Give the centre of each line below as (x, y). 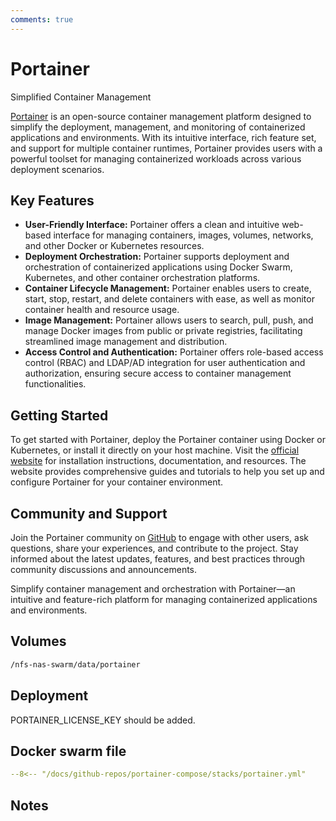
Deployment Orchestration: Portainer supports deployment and (157, 257)
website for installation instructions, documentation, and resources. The (158, 461)
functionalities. (55, 384)
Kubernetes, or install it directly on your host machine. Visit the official (155, 450)
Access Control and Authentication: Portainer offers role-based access (174, 352)
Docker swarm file (68, 751)
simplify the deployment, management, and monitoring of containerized (158, 127)
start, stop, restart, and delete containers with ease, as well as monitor (169, 299)
